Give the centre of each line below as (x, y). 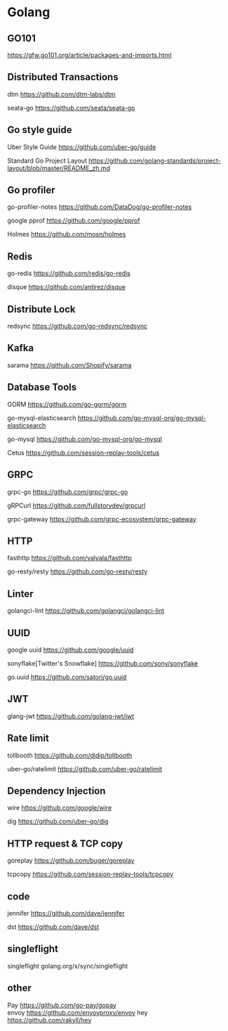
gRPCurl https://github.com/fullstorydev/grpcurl (76, 505)
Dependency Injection (56, 791)
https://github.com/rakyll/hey (49, 1020)
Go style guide (40, 130)
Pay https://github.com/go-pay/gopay (62, 1005)
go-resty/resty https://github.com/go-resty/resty (78, 571)
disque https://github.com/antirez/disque (67, 287)
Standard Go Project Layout (47, 160)
